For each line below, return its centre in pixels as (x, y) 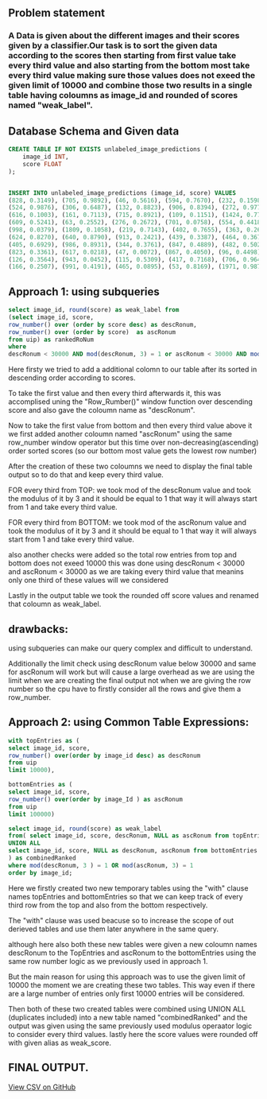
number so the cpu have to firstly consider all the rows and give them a (124, 689)
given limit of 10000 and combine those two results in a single (130, 85)
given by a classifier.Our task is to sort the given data (113, 45)
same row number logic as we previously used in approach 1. (108, 961)
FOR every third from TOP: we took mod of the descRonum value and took (130, 490)
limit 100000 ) (32, 814)
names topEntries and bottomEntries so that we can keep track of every (126, 896)
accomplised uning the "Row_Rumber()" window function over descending (130, 402)
